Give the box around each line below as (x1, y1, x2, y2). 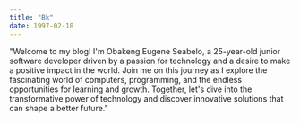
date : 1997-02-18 (9, 21, 74, 30)
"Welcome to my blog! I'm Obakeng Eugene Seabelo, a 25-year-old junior (9, 45, 280, 56)
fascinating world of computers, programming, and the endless (9, 74, 243, 85)
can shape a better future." (9, 102, 109, 113)
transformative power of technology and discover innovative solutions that (9, 93, 284, 103)
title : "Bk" (9, 12, 54, 22)
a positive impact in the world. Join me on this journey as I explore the (9, 64, 268, 76)
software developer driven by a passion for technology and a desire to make (9, 55, 291, 66)
